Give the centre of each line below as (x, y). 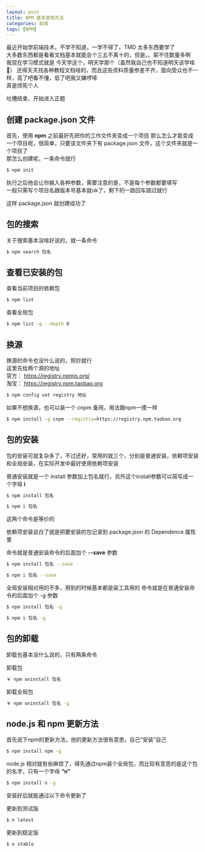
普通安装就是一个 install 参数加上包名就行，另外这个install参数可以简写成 (97, 476)
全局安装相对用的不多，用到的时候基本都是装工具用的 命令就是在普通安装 (98, 588)
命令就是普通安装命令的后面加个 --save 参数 (62, 553)
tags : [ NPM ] (21, 29)
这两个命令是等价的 (31, 519)
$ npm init (20, 170)
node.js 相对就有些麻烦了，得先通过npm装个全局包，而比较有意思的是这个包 (102, 764)
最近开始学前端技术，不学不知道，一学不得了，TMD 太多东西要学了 (91, 47)
